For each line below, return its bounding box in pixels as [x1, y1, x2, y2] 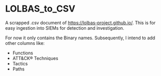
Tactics [12, 60, 28, 66]
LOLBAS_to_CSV [5, 3, 75, 15]
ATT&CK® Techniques [12, 55, 59, 61]
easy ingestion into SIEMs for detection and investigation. [5, 25, 124, 31]
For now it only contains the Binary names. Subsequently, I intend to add [5, 35, 155, 41]
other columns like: [5, 40, 45, 46]
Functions [12, 50, 34, 56]
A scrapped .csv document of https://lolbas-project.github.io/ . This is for [5, 20, 156, 26]
